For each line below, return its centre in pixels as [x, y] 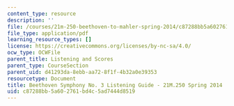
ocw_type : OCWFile [34, 53]
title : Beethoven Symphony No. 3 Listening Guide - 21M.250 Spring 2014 [115, 85]
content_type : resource [42, 14]
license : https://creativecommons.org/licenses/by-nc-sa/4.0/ [99, 46]
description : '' [31, 20]
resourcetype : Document [42, 78]
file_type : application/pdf [48, 33]
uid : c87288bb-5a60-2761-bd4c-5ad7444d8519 [71, 91]
